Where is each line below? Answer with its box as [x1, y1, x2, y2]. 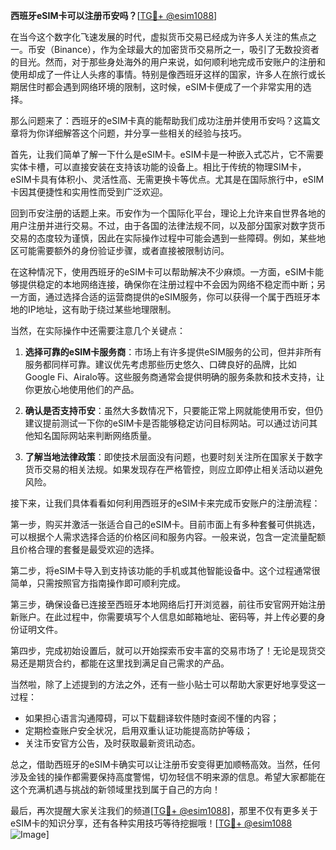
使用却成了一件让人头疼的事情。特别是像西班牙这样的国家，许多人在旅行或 [10, 69, 317, 80]
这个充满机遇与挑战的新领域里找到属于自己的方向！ [10, 784, 221, 795]
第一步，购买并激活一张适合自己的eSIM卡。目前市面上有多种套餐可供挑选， [10, 519, 321, 530]
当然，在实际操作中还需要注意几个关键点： [10, 325, 186, 336]
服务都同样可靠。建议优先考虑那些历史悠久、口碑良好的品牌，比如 [24, 359, 297, 370]
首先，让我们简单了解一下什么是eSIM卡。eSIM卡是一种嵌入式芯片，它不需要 [10, 149, 325, 160]
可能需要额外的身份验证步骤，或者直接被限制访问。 [18, 245, 230, 256]
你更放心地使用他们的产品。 [24, 384, 140, 395]
